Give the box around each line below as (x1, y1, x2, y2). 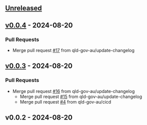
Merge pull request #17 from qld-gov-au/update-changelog (12, 47, 135, 53)
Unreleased (5, 4, 42, 12)
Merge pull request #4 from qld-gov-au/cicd (19, 98, 111, 104)
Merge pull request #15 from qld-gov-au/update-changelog (19, 93, 142, 99)
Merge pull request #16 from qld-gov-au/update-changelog (12, 88, 135, 94)
